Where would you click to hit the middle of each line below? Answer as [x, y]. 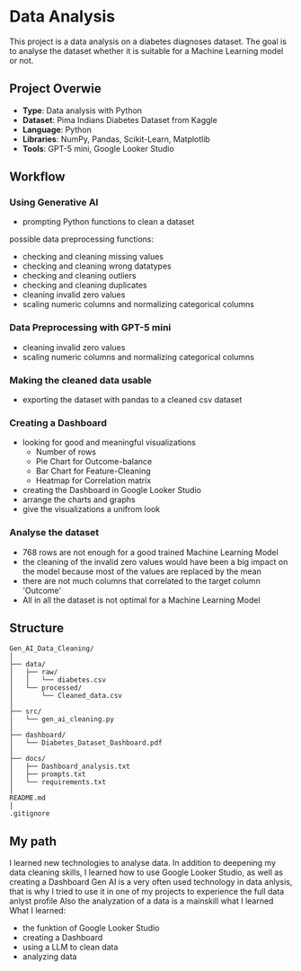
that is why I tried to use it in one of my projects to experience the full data [147, 892]
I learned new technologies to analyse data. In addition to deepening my [143, 863]
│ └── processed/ [46, 688]
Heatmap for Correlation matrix [93, 481]
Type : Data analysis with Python [82, 110]
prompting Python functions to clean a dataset [108, 222]
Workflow [37, 177]
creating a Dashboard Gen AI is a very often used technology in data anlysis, [151, 882]
